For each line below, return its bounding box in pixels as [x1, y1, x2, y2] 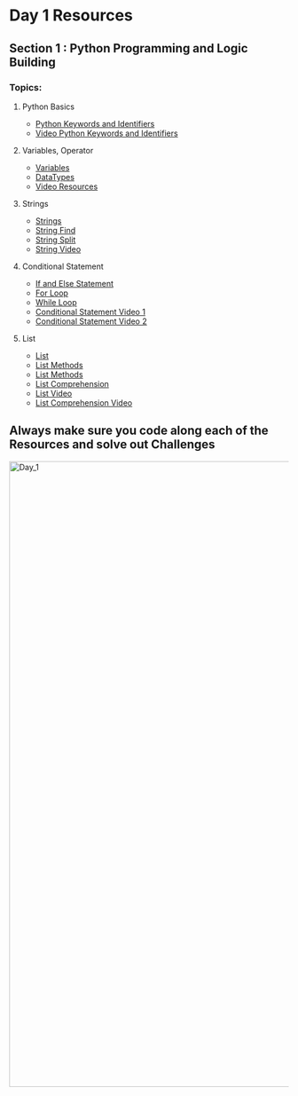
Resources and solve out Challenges [9, 437, 216, 453]
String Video [35, 243, 82, 254]
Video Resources [35, 181, 98, 192]
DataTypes [35, 171, 75, 182]
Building [9, 54, 56, 69]
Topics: [9, 81, 43, 93]
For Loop [35, 288, 69, 298]
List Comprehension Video [35, 397, 133, 408]
